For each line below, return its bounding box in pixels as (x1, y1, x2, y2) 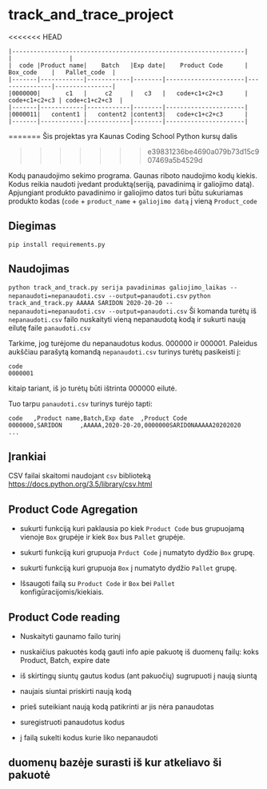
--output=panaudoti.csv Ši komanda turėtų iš (108, 306, 257, 315)
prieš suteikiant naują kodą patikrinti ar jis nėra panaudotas (19, 702, 214, 712)
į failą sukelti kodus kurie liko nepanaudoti (19, 733, 158, 742)
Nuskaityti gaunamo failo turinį (19, 632, 122, 640)
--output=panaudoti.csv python (108, 291, 211, 300)
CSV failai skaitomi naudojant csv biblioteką (8, 471, 152, 481)
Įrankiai (8, 450, 46, 463)
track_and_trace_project (8, 6, 174, 24)
